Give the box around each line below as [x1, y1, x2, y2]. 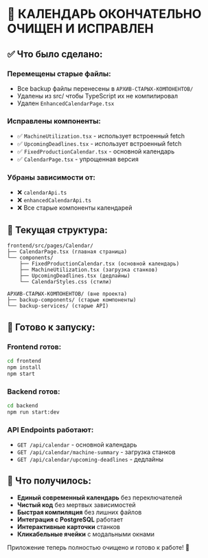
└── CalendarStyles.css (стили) [19, 279, 112, 286]
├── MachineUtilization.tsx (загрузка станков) [19, 266, 158, 274]
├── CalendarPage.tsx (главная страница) [7, 248, 128, 255]
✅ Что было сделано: [7, 48, 103, 60]
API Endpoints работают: [7, 425, 94, 434]
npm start [7, 370, 36, 377]
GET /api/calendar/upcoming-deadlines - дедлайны [16, 455, 163, 463]
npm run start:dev [7, 409, 60, 416]
